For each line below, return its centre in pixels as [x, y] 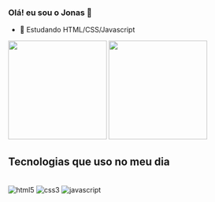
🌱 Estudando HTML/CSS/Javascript [77, 30]
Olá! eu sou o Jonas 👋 [50, 13]
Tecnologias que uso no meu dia [89, 161]
